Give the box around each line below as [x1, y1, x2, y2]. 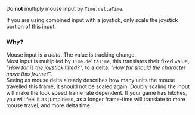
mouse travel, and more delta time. [6, 102, 92, 109]
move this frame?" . [6, 70, 53, 77]
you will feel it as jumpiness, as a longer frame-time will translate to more [6, 95, 186, 103]
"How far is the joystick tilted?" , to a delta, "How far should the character [6, 64, 186, 71]
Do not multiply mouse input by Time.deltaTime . [6, 5, 124, 12]
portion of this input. [6, 23, 57, 30]
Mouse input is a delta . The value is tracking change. [6, 51, 136, 58]
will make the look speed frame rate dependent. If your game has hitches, [6, 89, 187, 97]
